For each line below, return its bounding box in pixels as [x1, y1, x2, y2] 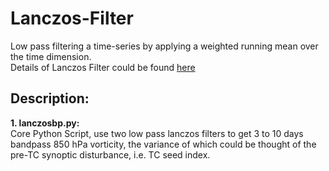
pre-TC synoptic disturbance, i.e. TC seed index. [10, 148, 211, 161]
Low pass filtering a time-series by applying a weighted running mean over [10, 40, 319, 52]
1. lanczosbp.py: [10, 117, 80, 129]
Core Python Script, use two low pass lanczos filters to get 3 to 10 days [10, 127, 304, 139]
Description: [10, 90, 90, 107]
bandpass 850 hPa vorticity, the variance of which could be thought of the [10, 138, 317, 150]
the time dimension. [10, 50, 92, 62]
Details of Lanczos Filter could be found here [10, 61, 196, 73]
